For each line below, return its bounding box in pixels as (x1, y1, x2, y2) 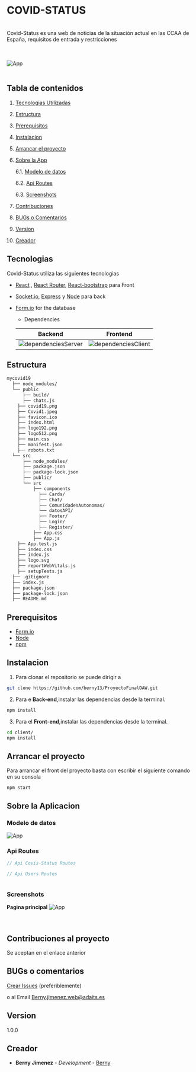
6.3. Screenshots (15, 191, 57, 198)
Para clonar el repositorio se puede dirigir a (15, 673, 121, 680)
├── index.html (17, 420, 55, 425)
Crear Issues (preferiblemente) (7, 982, 82, 989)
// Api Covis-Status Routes (7, 860, 76, 866)
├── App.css (33, 530, 63, 536)
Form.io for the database (15, 304, 76, 311)
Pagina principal (7, 904, 48, 911)
